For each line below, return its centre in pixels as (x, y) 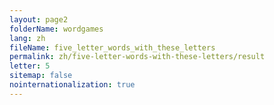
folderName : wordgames (56, 29)
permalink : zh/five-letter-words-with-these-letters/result (137, 57)
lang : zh (27, 38)
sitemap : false (41, 76)
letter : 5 (30, 66)
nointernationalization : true (72, 85)
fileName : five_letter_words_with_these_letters (112, 47)
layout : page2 (39, 19)
